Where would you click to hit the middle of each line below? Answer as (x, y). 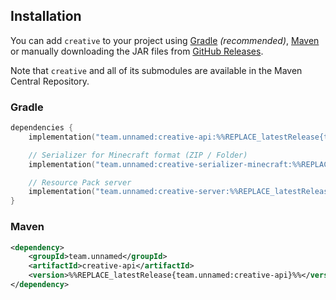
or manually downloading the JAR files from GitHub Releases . (137, 51)
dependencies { (42, 128)
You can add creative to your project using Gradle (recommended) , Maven (165, 40)
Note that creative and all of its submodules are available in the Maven (156, 70)
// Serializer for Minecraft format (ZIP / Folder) (138, 155)
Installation (46, 16)
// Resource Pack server (80, 182)
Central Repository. (50, 81)
